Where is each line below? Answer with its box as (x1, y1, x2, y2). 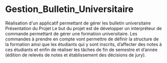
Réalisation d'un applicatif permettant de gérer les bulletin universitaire (5, 20, 151, 26)
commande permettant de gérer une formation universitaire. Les (5, 30, 137, 36)
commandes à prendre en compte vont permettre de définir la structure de (5, 36, 159, 42)
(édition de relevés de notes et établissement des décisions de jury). (5, 51, 146, 58)
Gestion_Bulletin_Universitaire (5, 3, 134, 15)
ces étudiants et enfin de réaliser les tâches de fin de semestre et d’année (5, 46, 157, 52)
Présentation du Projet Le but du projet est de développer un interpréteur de (5, 25, 162, 31)
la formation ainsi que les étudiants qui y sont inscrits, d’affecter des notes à (5, 41, 162, 47)
